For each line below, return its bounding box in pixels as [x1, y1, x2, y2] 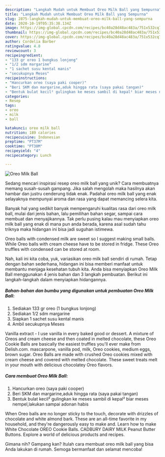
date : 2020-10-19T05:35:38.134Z [5, 21, 71, 26]
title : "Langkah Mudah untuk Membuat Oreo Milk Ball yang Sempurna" [5, 12, 148, 17]
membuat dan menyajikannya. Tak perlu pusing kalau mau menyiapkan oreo [5, 215, 159, 221]
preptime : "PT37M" [5, 139, 43, 144]
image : [5, 26, 19, 30]
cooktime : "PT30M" [5, 144, 43, 149]
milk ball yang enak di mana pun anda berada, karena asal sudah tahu [5, 221, 146, 227]
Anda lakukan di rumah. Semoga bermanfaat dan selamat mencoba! [5, 446, 142, 452]
